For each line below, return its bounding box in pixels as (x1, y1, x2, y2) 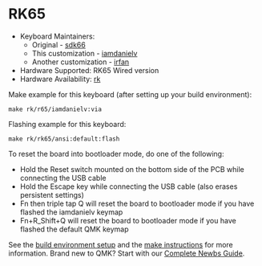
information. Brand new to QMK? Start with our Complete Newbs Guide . (8, 248, 245, 258)
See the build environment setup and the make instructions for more (8, 239, 234, 249)
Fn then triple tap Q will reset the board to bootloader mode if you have (19, 198, 255, 208)
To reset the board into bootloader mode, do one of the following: (8, 149, 224, 158)
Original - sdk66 (31, 39, 86, 49)
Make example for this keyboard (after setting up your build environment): (8, 89, 252, 99)
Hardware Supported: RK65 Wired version (19, 65, 159, 75)
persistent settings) (19, 190, 84, 199)
